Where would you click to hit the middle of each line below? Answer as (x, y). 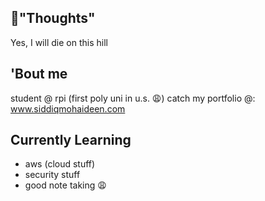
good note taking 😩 (65, 185)
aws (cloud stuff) (60, 164)
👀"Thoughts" (53, 18)
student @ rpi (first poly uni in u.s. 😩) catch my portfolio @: (133, 98)
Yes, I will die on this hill (59, 42)
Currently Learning (71, 140)
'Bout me (39, 74)
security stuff (52, 175)
